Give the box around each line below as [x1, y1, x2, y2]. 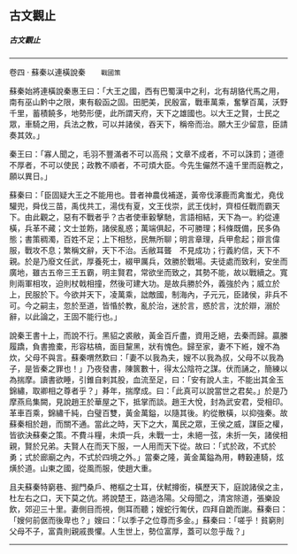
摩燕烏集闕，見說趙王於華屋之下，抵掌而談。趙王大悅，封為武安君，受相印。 [9, 396, 288, 407]
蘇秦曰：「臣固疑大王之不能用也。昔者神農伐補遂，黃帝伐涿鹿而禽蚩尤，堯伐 [9, 189, 285, 201]
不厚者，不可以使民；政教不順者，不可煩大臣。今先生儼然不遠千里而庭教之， [9, 160, 288, 171]
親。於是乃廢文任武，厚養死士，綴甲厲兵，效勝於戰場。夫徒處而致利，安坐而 [9, 256, 288, 267]
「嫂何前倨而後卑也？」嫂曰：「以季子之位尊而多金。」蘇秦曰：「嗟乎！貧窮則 [9, 515, 285, 526]
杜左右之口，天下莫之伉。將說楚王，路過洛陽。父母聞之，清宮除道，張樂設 [9, 493, 280, 504]
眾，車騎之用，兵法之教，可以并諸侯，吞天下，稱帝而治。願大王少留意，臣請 [9, 119, 288, 130]
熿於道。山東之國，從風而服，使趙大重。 [9, 463, 156, 473]
